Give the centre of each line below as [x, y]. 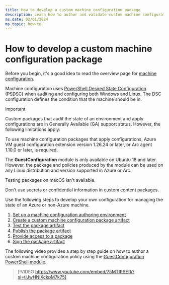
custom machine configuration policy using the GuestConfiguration [75, 257]
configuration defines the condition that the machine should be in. [73, 99]
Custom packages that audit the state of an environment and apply [74, 119]
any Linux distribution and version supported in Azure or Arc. [68, 170]
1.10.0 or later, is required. [31, 150]
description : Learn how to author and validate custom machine [73, 15]
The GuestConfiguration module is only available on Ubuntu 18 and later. [81, 160]
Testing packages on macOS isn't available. [50, 180]
